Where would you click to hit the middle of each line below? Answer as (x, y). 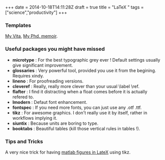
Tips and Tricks (24, 141)
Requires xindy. (28, 76)
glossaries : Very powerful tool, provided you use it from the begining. (84, 70)
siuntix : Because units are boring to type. (55, 123)
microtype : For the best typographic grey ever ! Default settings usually (86, 60)
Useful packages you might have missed (55, 49)
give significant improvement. (43, 65)
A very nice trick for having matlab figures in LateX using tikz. (68, 152)
